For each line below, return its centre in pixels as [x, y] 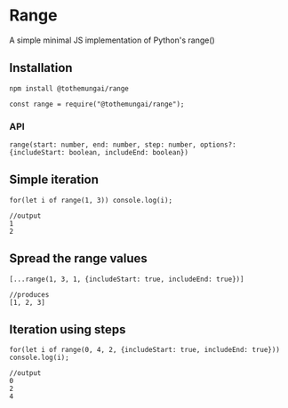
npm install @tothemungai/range [69, 88]
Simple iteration [54, 180]
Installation [41, 68]
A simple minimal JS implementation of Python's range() [112, 40]
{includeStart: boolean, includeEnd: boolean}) [99, 153]
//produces [29, 294]
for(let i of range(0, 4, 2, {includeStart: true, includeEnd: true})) [144, 350]
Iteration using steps [68, 330]
